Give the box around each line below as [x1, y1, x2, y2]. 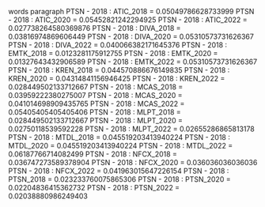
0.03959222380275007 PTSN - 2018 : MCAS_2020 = [8, 91, 183, 100]
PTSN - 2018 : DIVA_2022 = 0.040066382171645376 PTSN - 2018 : [8, 40, 228, 50]
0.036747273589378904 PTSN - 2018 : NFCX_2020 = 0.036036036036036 [8, 158, 258, 167]
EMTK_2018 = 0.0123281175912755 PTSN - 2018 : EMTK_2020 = [8, 49, 218, 58]
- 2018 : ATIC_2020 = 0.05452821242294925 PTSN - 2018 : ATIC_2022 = [8, 15, 248, 24]
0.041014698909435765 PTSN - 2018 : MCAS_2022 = [8, 99, 185, 108]
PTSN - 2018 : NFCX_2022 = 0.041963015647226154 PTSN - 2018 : [8, 166, 229, 175]
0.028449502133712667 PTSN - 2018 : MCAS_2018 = [8, 82, 184, 92]
